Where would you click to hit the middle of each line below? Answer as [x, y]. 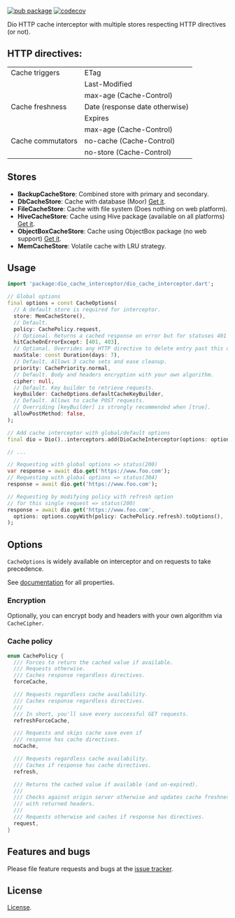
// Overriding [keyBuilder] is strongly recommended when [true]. [112, 407]
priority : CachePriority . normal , [62, 368]
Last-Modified [108, 84]
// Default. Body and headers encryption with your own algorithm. [114, 374]
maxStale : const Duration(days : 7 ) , [67, 355]
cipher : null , [34, 381]
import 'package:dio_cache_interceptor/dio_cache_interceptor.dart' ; [111, 284]
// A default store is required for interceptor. [87, 310]
